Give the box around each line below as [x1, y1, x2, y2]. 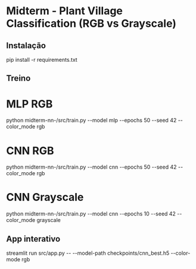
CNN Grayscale [6, 191, 84, 204]
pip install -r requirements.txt [6, 56, 77, 63]
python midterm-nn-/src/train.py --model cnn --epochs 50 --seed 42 [6, 163, 177, 170]
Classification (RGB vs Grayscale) [6, 17, 177, 30]
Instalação [6, 40, 46, 50]
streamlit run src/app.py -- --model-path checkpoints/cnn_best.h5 [6, 249, 170, 257]
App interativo [6, 233, 61, 244]
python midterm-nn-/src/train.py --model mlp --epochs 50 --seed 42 [6, 117, 177, 124]
